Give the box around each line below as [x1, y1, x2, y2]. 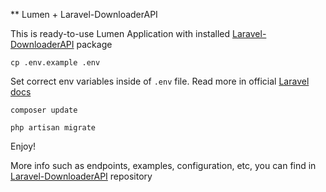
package [76, 39, 113, 50]
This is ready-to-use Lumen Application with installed [10, 28, 231, 39]
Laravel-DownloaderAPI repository [10, 170, 153, 182]
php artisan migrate [10, 123, 97, 133]
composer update [10, 105, 78, 115]
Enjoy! [10, 140, 37, 152]
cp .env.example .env [10, 58, 101, 68]
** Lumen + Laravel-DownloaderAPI [10, 9, 158, 20]
